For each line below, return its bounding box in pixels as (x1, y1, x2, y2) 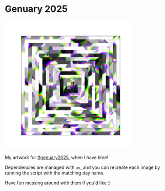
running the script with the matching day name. (5, 169, 105, 176)
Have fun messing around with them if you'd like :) (5, 180, 111, 186)
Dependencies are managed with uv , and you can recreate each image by (5, 164, 160, 170)
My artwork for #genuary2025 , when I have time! (5, 154, 109, 160)
